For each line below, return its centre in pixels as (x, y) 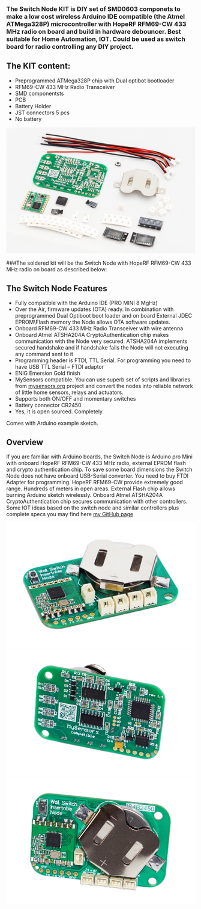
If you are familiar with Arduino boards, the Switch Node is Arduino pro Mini (100, 457)
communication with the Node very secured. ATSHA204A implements (101, 341)
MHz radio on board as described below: (57, 270)
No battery (28, 119)
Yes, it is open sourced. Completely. (59, 411)
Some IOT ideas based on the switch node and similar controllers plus (93, 508)
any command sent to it (44, 354)
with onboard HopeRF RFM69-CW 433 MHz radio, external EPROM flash (96, 463)
